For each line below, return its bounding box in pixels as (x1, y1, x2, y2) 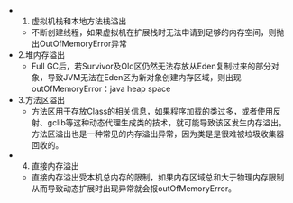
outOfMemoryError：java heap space (31, 83, 171, 94)
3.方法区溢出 (17, 95, 66, 105)
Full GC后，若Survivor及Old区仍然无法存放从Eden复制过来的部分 (31, 60, 272, 71)
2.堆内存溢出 (17, 50, 66, 60)
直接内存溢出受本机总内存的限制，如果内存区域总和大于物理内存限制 (31, 172, 285, 182)
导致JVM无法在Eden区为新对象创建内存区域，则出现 (47, 72, 242, 82)
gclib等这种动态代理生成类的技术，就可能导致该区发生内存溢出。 (47, 117, 287, 127)
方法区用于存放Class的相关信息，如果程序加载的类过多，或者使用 (31, 106, 273, 116)
